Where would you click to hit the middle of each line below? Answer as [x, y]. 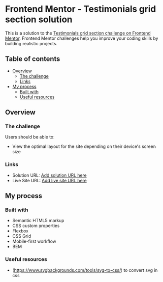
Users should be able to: [30, 137]
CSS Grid [21, 236]
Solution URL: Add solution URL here [49, 175]
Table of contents [33, 59]
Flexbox [20, 231]
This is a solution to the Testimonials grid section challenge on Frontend [78, 33]
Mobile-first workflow [34, 241]
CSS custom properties [36, 226]
